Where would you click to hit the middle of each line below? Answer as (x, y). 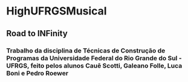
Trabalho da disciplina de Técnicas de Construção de (86, 51)
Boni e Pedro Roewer (37, 73)
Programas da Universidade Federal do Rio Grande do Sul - (94, 58)
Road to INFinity (37, 33)
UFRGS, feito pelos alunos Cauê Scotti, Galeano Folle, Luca (94, 66)
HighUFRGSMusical (57, 11)
